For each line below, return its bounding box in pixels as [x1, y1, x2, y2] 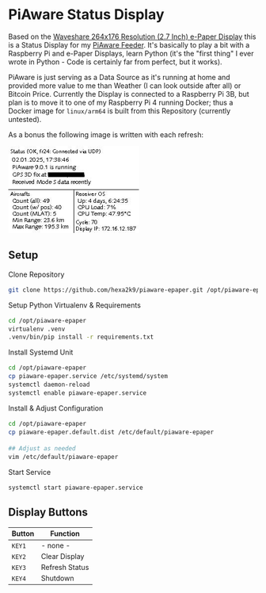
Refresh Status [40, 563, 89, 572]
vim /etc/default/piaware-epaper [8, 453, 119, 461]
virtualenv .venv [8, 325, 66, 333]
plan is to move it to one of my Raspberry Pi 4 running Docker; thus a [8, 98, 234, 107]
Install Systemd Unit [8, 347, 74, 358]
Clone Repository [8, 270, 65, 279]
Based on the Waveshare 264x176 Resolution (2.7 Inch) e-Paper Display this [8, 32, 256, 41]
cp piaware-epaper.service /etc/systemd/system [8, 373, 169, 381]
